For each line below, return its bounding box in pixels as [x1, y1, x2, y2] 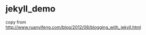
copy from [5, 19, 26, 25]
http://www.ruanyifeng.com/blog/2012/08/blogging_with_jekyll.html [5, 24, 142, 30]
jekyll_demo [5, 3, 55, 14]
